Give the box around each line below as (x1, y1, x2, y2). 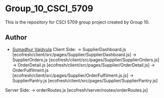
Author (5, 33, 27, 42)
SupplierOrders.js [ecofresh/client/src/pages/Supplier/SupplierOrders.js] (12, 57, 160, 63)
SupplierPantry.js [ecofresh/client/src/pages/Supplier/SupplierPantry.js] (12, 77, 158, 83)
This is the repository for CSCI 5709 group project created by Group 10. (5, 19, 150, 25)
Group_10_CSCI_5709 (5, 3, 93, 14)
